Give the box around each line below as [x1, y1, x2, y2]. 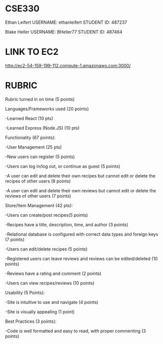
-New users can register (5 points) [5, 154, 75, 160]
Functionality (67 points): [5, 134, 56, 140]
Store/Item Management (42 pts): [5, 202, 73, 208]
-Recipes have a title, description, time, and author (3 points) [5, 221, 129, 227]
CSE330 [5, 3, 40, 14]
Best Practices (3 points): [5, 318, 57, 324]
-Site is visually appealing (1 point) [5, 308, 75, 314]
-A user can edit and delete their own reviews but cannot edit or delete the [5, 187, 157, 193]
